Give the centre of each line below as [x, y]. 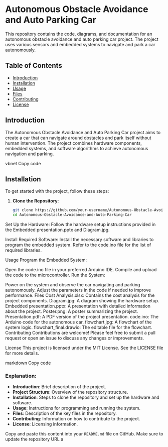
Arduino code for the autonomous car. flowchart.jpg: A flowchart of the [78, 322]
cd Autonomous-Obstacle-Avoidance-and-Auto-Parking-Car [72, 215]
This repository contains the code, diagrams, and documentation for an [79, 34]
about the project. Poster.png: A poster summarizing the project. [72, 311]
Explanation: [21, 376]
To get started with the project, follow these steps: [57, 191]
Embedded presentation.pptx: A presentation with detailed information [78, 306]
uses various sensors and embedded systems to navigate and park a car [80, 44]
